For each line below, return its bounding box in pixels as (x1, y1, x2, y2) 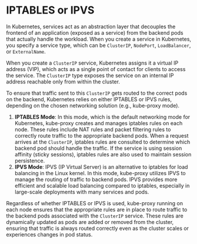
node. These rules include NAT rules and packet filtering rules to (14, 126, 171, 133)
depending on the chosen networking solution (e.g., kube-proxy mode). (6, 102, 180, 109)
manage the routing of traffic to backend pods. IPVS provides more (14, 176, 178, 183)
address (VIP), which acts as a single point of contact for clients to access (6, 65, 186, 72)
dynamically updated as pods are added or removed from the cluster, (6, 218, 174, 225)
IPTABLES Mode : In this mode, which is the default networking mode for (14, 113, 191, 121)
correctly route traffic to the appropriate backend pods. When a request (14, 132, 189, 139)
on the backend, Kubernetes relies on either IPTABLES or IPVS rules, (6, 95, 172, 103)
